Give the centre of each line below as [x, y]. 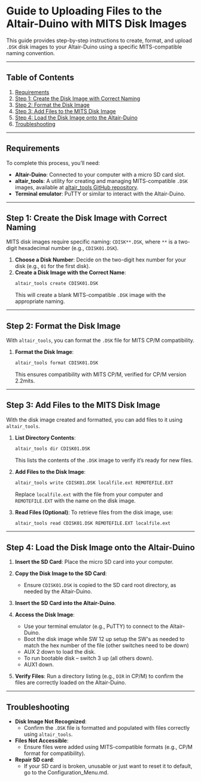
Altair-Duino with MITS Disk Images [97, 24]
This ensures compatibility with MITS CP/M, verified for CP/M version [100, 374]
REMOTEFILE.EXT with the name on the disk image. [75, 500]
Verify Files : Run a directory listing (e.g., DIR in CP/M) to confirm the [99, 676]
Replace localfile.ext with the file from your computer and [89, 494]
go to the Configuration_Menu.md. [66, 772]
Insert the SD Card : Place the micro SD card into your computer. [94, 562]
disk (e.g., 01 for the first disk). [53, 266]
